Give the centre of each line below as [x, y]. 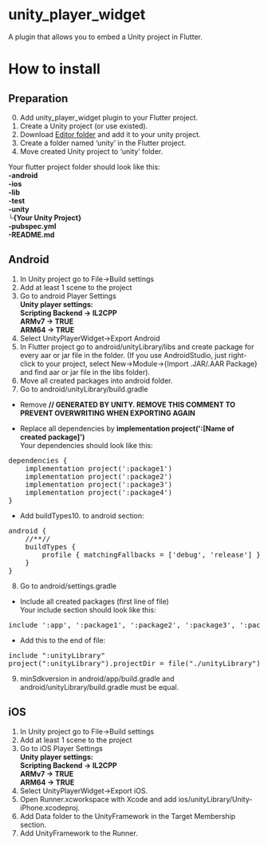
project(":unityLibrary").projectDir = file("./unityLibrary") [134, 663]
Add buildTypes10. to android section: [82, 515]
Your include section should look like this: [88, 610]
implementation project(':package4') [99, 492]
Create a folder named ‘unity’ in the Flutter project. [103, 143]
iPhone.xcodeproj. [50, 808]
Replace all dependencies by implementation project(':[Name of [127, 428]
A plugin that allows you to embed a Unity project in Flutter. [106, 37]
